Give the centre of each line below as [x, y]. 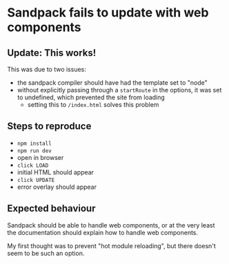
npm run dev [34, 151]
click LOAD [33, 165]
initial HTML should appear [56, 172]
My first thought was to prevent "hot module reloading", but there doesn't [111, 245]
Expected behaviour [51, 209]
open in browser [40, 157]
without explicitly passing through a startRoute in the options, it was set [119, 90]
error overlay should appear [57, 187]
